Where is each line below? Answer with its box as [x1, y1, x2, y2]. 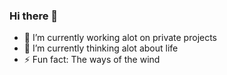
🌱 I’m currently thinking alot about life [23, 42, 179, 54]
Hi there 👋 [9, 9, 59, 23]
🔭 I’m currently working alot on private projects [23, 32, 218, 44]
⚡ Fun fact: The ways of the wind [23, 54, 161, 66]
